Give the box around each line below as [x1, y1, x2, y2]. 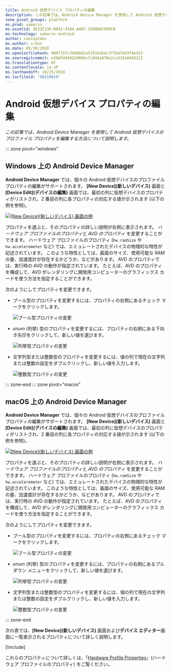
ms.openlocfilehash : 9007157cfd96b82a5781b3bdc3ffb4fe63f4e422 [5, 50, 143, 55]
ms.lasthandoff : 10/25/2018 [5, 70, 66, 75]
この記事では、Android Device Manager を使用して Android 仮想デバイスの [5, 129, 164, 135]
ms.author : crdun [5, 41, 42, 46]
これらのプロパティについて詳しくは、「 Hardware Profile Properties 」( [5, 655, 153, 661]
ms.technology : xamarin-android [5, 31, 74, 36]
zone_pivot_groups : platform [5, 17, 68, 22]
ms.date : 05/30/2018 [5, 46, 50, 51]
